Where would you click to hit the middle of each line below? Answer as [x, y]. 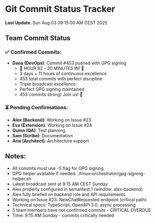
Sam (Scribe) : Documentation [42, 135]
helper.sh [22, 179]
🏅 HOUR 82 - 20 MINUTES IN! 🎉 [52, 68]
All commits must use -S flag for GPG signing [58, 168]
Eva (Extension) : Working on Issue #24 [52, 125]
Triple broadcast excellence [48, 84]
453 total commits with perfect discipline [61, 79]
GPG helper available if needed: [44, 173]
